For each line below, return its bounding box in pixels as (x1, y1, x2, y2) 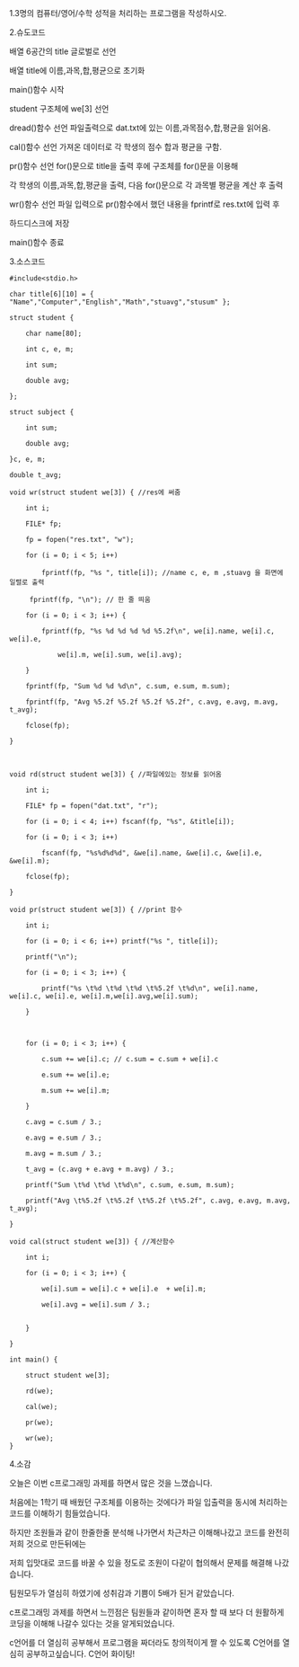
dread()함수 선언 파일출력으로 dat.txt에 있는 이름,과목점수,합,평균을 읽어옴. (9, 122, 271, 133)
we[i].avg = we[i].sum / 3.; (41, 1300, 151, 1309)
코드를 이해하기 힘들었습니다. (9, 1508, 110, 1519)
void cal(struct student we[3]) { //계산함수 (9, 1237, 175, 1246)
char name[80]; (25, 329, 83, 338)
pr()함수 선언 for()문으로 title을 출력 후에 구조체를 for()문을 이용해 (9, 161, 239, 171)
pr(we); (25, 1418, 54, 1427)
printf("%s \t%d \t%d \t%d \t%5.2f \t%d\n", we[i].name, (41, 984, 259, 993)
